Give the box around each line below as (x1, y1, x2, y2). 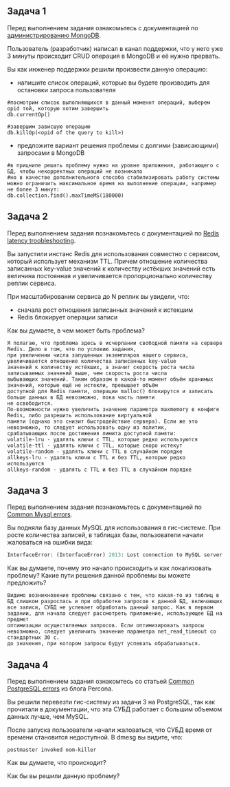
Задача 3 (7, 485, 49, 496)
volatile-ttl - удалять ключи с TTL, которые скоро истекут (7, 442, 183, 449)
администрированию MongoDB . (7, 31, 102, 39)
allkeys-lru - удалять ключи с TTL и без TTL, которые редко (7, 454, 186, 461)
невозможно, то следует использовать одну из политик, (7, 423, 168, 431)
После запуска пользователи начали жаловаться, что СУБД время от (7, 726, 213, 734)
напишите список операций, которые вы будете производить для (16, 78, 210, 87)
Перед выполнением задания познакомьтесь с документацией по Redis (7, 229, 220, 237)
